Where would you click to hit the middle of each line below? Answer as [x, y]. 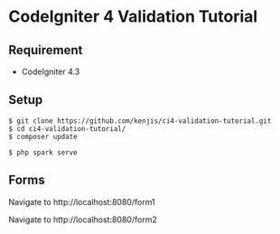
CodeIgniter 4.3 [51, 71]
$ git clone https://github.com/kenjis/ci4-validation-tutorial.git [140, 121]
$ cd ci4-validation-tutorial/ [67, 128]
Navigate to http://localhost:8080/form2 [83, 220]
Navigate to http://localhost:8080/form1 [82, 201]
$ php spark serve [43, 152]
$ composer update [43, 136]
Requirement [46, 50]
